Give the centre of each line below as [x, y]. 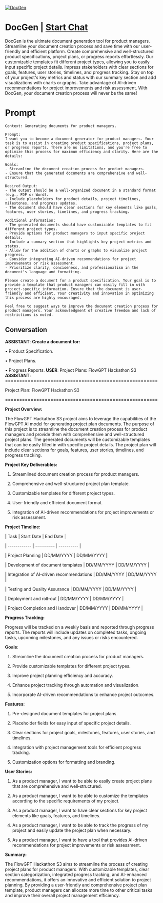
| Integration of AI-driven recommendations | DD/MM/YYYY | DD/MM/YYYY [81, 574]
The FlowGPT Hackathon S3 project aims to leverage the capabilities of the [81, 418]
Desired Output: [21, 186]
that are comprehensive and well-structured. [57, 786]
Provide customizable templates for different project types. [71, 666]
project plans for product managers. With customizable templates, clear [77, 869]
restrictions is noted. [29, 315]
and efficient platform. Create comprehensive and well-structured [88, 51]
